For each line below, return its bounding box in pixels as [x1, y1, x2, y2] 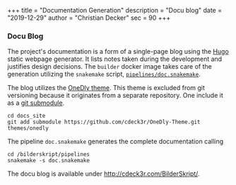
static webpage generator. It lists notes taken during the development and [7, 55, 223, 63]
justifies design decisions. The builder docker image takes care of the [7, 62, 212, 71]
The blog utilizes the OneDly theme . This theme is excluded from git [7, 84, 205, 92]
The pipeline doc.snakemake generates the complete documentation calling [7, 138, 224, 146]
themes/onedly [7, 125, 49, 132]
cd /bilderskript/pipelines [7, 151, 90, 158]
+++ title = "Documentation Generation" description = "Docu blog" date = [7, 6, 223, 14]
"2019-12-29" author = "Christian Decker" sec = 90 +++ [7, 13, 171, 22]
